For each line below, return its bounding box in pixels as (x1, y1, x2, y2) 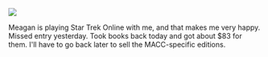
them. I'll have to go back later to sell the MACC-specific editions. (8, 40, 226, 49)
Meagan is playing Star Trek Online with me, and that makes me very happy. (8, 22, 261, 32)
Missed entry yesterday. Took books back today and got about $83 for (8, 31, 243, 40)
